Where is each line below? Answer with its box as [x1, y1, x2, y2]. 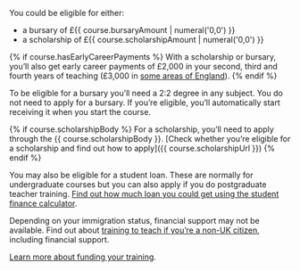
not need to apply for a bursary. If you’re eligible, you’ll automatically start [9, 97, 280, 108]
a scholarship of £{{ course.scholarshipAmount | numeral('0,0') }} [21, 35, 264, 45]
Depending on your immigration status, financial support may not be [9, 216, 261, 226]
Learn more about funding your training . [9, 251, 156, 262]
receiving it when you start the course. [9, 107, 152, 117]
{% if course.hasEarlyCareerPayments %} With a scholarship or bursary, [9, 52, 277, 62]
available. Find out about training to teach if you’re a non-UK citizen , [9, 225, 261, 235]
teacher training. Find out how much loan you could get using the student [9, 189, 279, 199]
